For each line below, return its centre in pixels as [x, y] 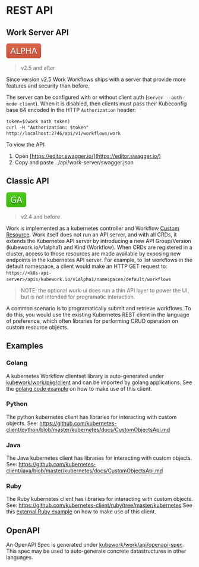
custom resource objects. [37, 327]
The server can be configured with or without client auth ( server [85, 97]
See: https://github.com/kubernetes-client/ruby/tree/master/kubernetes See [99, 505]
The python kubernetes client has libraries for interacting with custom [91, 417]
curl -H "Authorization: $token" [48, 127]
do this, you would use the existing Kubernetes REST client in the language [98, 314]
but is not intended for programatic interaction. [78, 297]
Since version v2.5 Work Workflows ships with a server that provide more [96, 79]
